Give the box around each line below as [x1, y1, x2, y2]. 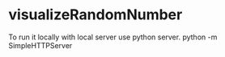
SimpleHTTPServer [8, 40, 73, 50]
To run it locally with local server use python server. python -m [8, 32, 218, 42]
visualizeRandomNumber [8, 6, 183, 24]
